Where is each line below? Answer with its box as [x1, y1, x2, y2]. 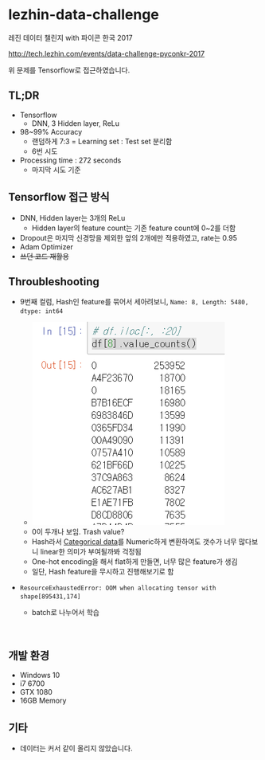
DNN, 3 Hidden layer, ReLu [31, 118, 119, 128]
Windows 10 [19, 671, 60, 680]
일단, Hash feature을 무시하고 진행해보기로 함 [31, 567, 174, 577]
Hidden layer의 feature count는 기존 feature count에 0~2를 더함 [31, 223, 236, 233]
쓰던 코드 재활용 [19, 251, 69, 261]
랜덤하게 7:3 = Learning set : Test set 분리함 [31, 136, 173, 146]
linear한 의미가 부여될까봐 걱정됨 [40, 547, 142, 557]
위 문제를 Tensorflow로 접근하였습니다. [8, 65, 131, 75]
